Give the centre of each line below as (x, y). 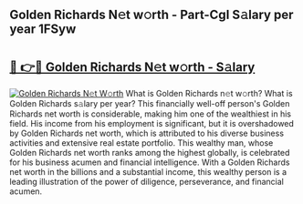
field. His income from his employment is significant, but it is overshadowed (152, 123)
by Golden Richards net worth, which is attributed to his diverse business (147, 133)
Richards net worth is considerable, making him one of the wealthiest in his (151, 114)
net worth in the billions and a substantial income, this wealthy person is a (148, 172)
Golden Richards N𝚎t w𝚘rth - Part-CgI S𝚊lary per (151, 15)
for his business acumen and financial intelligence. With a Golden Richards (150, 162)
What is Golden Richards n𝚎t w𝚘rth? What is (209, 93)
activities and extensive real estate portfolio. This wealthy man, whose (141, 143)
